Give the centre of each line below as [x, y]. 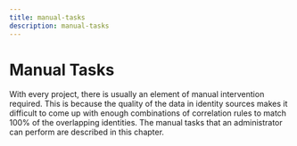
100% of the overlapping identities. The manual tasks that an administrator [146, 123]
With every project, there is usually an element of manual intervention [137, 94]
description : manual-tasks [59, 26]
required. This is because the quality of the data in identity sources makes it [148, 104]
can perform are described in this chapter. [87, 132]
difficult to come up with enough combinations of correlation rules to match [148, 113]
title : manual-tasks [48, 17]
